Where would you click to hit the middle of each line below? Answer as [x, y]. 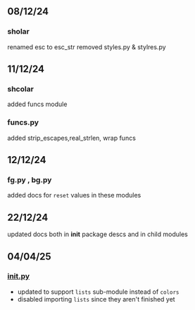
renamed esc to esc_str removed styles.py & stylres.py [87, 47]
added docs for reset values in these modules [74, 195]
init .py [19, 276]
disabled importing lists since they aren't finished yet [96, 299]
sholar [18, 32]
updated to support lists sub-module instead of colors [98, 292]
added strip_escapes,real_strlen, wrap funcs [71, 138]
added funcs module [37, 104]
